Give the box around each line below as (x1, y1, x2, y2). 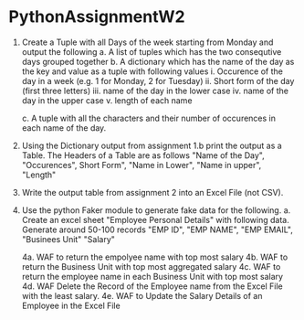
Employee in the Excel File (21, 300, 121, 311)
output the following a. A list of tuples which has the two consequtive (21, 46, 282, 57)
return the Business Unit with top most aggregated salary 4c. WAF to (21, 261, 281, 272)
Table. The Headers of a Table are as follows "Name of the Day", (21, 149, 266, 161)
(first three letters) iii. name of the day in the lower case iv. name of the (21, 85, 289, 96)
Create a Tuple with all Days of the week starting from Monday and (21, 37, 274, 48)
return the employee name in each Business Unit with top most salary (21, 271, 284, 282)
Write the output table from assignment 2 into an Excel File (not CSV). (21, 187, 284, 197)
